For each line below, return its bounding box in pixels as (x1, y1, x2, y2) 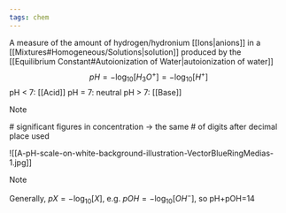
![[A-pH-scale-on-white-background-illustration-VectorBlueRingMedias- (9, 148, 274, 159)
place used (9, 131, 50, 141)
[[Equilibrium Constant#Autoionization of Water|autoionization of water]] (9, 56, 274, 66)
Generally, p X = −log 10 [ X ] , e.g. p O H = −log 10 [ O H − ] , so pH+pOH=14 (9, 192, 255, 206)
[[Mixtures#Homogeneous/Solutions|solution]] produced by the (9, 46, 242, 57)
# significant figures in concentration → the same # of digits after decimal (9, 121, 278, 133)
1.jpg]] (9, 157, 33, 168)
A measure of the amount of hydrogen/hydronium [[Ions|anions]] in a (9, 37, 261, 48)
